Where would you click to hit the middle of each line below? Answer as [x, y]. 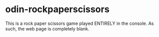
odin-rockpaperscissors [57, 9]
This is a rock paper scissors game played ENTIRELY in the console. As [80, 23]
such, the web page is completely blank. [47, 28]
